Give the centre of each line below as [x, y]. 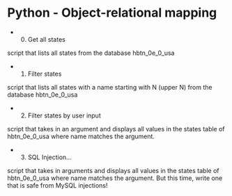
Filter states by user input [64, 115]
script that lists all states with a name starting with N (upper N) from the [110, 87]
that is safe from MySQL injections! [57, 185]
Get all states [47, 39]
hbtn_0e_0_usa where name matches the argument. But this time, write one [115, 178]
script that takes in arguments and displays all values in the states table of [113, 170]
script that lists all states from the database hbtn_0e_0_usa [91, 53]
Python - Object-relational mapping [112, 13]
